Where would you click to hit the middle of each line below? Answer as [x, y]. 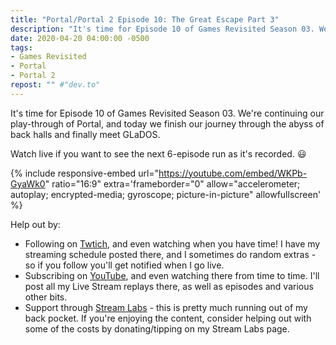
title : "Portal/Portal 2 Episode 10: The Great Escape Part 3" [145, 19]
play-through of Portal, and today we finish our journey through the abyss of [167, 123]
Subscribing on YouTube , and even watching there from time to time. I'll [172, 275]
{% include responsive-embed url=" [85, 173]
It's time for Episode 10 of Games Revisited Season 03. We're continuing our [167, 113]
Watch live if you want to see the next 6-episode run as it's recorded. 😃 [158, 153]
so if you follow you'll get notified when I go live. [124, 265]
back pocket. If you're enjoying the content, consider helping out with [168, 318]
